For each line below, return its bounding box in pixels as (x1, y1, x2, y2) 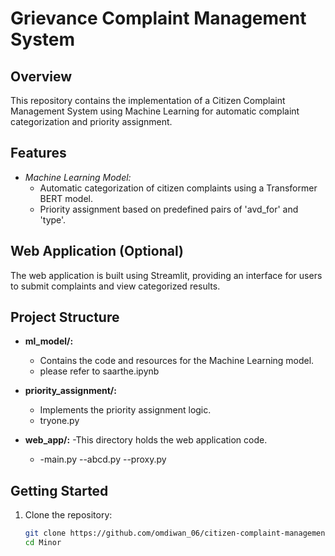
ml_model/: (24, 335, 74, 347)
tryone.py (39, 415, 80, 427)
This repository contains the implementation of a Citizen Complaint (10, 95, 286, 106)
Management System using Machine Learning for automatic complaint (10, 105, 300, 117)
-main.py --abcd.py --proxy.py (39, 453, 167, 466)
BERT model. (39, 192, 93, 204)
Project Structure (10, 309, 120, 326)
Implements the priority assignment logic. (39, 404, 212, 416)
